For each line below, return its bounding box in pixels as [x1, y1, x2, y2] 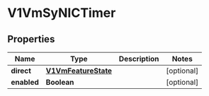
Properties [7, 33, 55, 45]
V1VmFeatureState [45, 66, 112, 76]
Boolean [45, 78, 74, 87]
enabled [11, 78, 39, 87]
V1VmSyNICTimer [7, 5, 116, 21]
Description [118, 54, 159, 64]
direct [11, 66, 32, 76]
